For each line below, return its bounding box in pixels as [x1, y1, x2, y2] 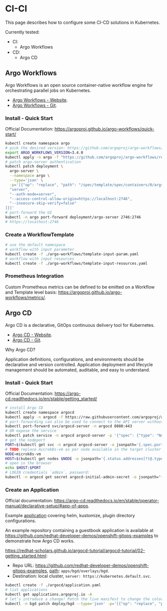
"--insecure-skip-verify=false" [9, 201, 77, 206]
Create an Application [5, 486, 59, 493]
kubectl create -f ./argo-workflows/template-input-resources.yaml [5, 261, 148, 266]
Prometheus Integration [5, 273, 64, 280]
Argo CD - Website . [12, 331, 53, 338]
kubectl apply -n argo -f [5, 154, 59, 159]
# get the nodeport [5, 438, 46, 443]
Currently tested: [5, 29, 40, 35]
